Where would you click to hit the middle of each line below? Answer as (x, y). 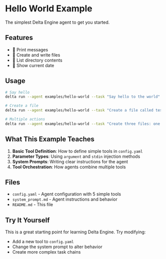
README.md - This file (33, 205)
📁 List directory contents (37, 60)
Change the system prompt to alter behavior (57, 247)
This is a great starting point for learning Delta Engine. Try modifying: (75, 232)
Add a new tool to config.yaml (43, 242)
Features (19, 38)
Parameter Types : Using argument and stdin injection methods (76, 156)
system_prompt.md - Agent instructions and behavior (65, 199)
